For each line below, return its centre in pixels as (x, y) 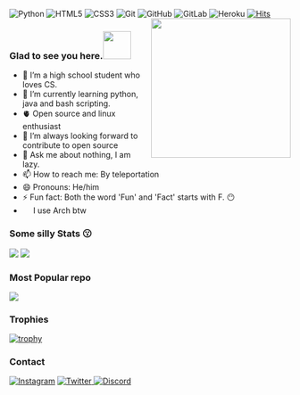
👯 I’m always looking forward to (80, 136)
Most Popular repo (50, 277)
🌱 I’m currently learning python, (80, 95)
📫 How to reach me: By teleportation (91, 175)
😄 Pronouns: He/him (61, 187)
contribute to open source (70, 145)
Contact (27, 362)
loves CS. (40, 85)
